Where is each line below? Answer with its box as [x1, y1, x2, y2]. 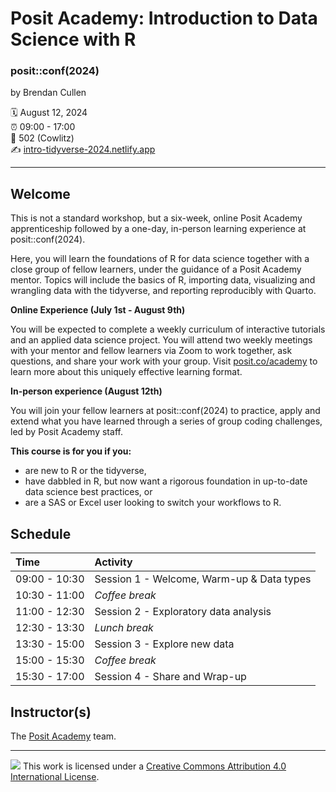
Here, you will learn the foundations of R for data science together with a [10, 253, 310, 265]
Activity [94, 555, 133, 569]
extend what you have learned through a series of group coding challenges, [10, 415, 323, 427]
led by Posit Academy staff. [10, 426, 123, 438]
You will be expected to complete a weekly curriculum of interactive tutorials [10, 323, 326, 336]
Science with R [10, 28, 137, 51]
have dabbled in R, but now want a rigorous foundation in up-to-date [24, 475, 308, 487]
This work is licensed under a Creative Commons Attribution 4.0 [22, 760, 287, 772]
